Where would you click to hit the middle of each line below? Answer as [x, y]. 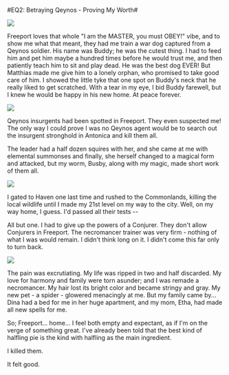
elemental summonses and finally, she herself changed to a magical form [111, 156]
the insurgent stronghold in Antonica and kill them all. [83, 136]
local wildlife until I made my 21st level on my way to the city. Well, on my [110, 204]
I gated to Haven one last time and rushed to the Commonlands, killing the [112, 197]
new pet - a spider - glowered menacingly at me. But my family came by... [112, 295]
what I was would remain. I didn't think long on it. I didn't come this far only [113, 239]
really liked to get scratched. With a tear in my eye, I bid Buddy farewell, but [114, 87]
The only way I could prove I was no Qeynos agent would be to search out [112, 128]
